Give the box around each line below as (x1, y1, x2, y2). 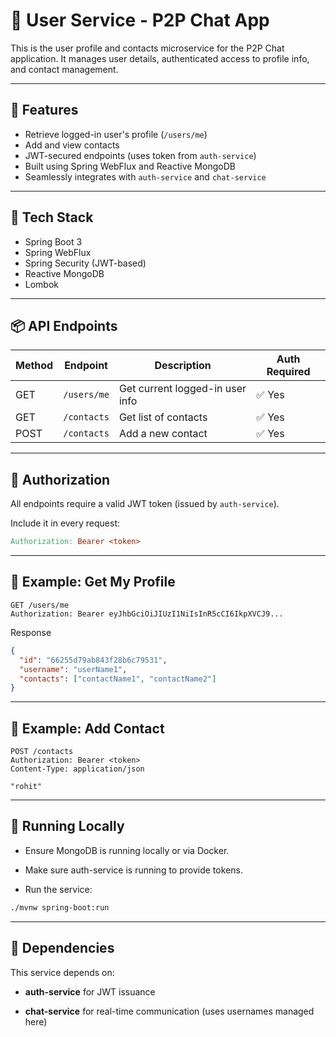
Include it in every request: (10, 517, 121, 529)
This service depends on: (10, 966, 115, 978)
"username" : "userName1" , (19, 664, 128, 674)
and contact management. (10, 63, 119, 75)
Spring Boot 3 (24, 235, 83, 248)
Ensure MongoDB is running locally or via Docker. (24, 844, 230, 856)
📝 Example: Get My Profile (10, 574, 176, 591)
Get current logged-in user (118, 382, 247, 396)
